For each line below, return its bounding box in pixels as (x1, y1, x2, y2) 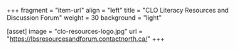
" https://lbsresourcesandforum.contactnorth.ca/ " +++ (6, 35, 165, 43)
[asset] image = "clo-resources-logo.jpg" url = (6, 27, 143, 35)
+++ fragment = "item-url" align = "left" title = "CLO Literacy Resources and (6, 6, 229, 14)
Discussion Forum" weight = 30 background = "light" (6, 13, 162, 22)
